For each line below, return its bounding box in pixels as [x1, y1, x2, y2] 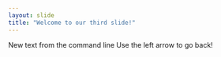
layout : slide [8, 11, 55, 20]
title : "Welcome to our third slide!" [8, 19, 136, 27]
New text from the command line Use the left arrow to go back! [8, 40, 213, 49]
